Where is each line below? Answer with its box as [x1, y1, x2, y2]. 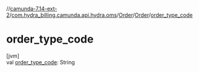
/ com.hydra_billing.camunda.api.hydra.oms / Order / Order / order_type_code [9, 11, 193, 19]
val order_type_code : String [6, 58, 75, 65]
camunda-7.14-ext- [10, 5, 57, 12]
